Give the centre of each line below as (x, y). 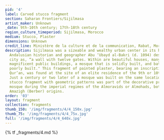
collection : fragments (28, 105)
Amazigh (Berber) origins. (37, 91)
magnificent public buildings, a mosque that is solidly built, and (81, 64)
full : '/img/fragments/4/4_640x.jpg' (43, 118)
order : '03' (17, 96)
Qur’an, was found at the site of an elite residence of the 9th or (81, 73)
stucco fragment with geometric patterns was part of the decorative (82, 82)
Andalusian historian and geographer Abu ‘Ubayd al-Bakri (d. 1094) (81, 55)
